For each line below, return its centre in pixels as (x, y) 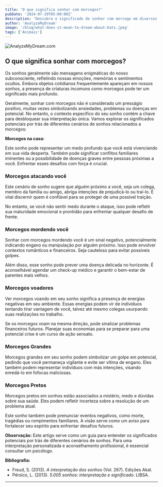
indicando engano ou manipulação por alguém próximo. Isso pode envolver (81, 245)
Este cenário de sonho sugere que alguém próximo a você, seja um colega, (80, 187)
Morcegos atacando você (36, 176)
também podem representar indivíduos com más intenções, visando (73, 367)
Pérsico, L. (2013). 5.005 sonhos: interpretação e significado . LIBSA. (81, 475)
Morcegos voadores (29, 288)
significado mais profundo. (32, 94)
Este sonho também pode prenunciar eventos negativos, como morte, (75, 416)
